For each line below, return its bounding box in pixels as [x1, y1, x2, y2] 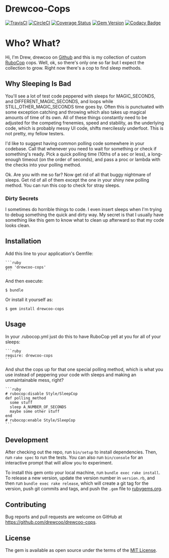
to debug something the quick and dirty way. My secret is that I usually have [5, 212, 164, 218]
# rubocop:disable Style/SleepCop [5, 391, 78, 396]
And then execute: [5, 278, 43, 284]
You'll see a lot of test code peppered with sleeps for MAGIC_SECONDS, [5, 93, 155, 99]
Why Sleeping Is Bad [5, 79, 72, 88]
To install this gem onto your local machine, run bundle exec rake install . [5, 470, 160, 476]
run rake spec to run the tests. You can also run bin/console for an [5, 454, 143, 461]
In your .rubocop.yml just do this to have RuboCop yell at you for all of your [5, 333, 161, 339]
